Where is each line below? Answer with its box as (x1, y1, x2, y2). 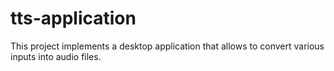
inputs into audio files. (10, 50, 102, 62)
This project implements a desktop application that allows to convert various (10, 40, 325, 52)
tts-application (10, 7, 137, 30)
